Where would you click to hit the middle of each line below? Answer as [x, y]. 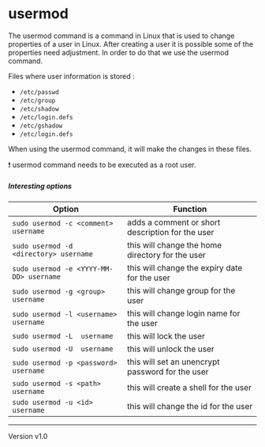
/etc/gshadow [41, 126]
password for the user [168, 371]
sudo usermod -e [43, 269]
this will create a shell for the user [190, 387]
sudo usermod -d [43, 246]
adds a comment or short [174, 222]
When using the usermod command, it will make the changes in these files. [130, 149]
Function [190, 209]
